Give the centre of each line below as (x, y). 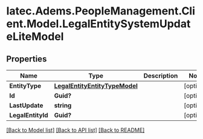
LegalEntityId (29, 115)
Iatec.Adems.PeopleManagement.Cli (101, 11)
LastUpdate (26, 105)
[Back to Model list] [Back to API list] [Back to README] (76, 130)
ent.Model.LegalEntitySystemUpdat (98, 24)
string (63, 105)
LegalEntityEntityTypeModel (96, 86)
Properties (27, 59)
